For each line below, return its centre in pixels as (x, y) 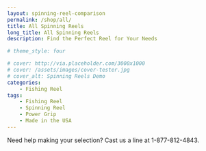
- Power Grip (38, 114)
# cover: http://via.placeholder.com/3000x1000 (76, 64)
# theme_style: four (37, 51)
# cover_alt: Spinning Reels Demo (56, 76)
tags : (15, 95)
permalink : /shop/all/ (39, 20)
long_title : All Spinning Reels (53, 32)
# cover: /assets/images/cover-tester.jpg (68, 70)
